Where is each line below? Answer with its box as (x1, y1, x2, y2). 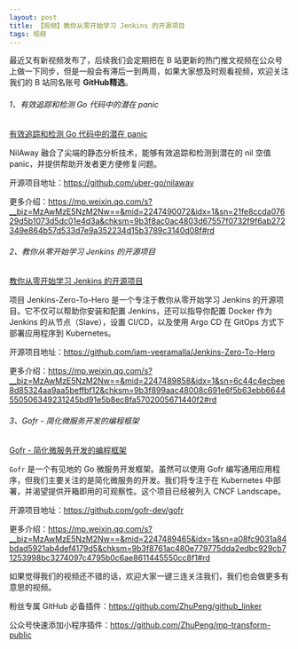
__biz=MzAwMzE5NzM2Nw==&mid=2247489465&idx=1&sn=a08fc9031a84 (9, 534, 287, 544)
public (9, 629, 33, 640)
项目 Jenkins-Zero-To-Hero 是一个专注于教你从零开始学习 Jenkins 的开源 (9, 294, 277, 305)
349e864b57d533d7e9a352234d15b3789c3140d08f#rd (9, 225, 216, 235)
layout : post (9, 12, 58, 22)
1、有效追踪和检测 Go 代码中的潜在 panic (9, 99, 160, 109)
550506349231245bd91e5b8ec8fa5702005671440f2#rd (9, 394, 217, 405)
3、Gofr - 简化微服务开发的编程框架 (9, 416, 140, 426)
